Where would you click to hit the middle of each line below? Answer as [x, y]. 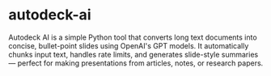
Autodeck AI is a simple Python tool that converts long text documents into [133, 37]
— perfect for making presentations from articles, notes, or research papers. [136, 63]
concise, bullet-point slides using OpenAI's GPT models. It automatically [129, 45]
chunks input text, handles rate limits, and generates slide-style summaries [133, 54]
